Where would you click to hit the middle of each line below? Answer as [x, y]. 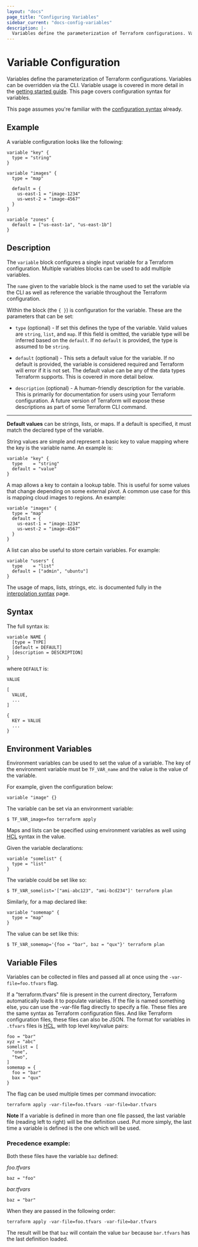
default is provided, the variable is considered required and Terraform [100, 364]
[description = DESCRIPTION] [48, 652]
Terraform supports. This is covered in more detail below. [85, 376]
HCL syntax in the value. [36, 836]
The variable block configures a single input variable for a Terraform [90, 262]
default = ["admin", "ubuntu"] [50, 571]
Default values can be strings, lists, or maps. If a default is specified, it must [99, 424]
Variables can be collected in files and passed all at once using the [87, 977]
